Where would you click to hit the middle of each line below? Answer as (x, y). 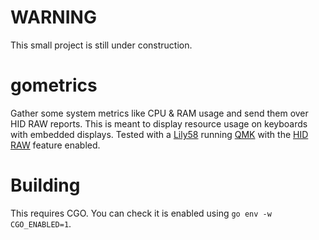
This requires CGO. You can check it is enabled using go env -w (141, 213)
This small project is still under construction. (101, 45)
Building (45, 185)
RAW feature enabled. (55, 145)
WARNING (53, 17)
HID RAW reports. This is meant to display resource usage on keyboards (159, 123)
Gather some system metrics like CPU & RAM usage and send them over (159, 113)
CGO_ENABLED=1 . (41, 223)
